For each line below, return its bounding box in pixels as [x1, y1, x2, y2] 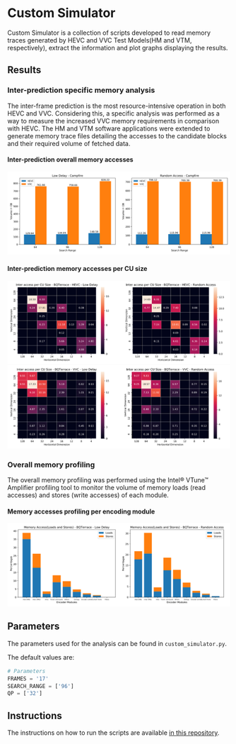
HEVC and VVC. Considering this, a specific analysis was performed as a [7, 109, 220, 118]
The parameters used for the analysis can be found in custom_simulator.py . [7, 639, 228, 648]
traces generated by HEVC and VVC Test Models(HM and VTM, [7, 35, 192, 44]
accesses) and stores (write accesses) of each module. [7, 491, 170, 499]
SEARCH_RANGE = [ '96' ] [7, 682, 74, 689]
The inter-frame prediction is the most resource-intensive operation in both [7, 101, 226, 110]
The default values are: [7, 653, 75, 661]
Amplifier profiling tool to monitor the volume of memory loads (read [7, 484, 206, 492]
